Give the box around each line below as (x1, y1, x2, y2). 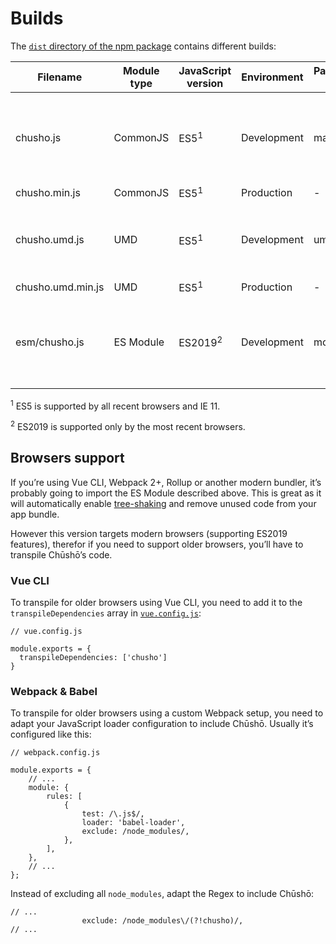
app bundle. (10, 508, 60, 520)
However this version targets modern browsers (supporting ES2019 (10, 527, 288, 539)
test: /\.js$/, (81, 809, 145, 819)
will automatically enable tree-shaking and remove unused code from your (10, 497, 317, 509)
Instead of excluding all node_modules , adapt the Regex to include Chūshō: (10, 888, 315, 900)
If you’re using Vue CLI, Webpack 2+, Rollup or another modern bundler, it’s (10, 476, 322, 488)
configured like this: (10, 728, 92, 741)
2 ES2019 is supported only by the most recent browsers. (10, 419, 246, 432)
